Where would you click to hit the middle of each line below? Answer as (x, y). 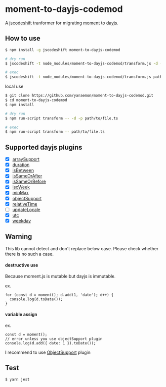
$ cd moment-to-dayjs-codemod (36, 100)
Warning (19, 237)
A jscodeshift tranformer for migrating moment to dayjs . (62, 23)
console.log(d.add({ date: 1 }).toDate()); (51, 343)
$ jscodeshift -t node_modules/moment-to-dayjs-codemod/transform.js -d (82, 63)
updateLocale (26, 210)
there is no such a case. (29, 254)
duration (21, 165)
